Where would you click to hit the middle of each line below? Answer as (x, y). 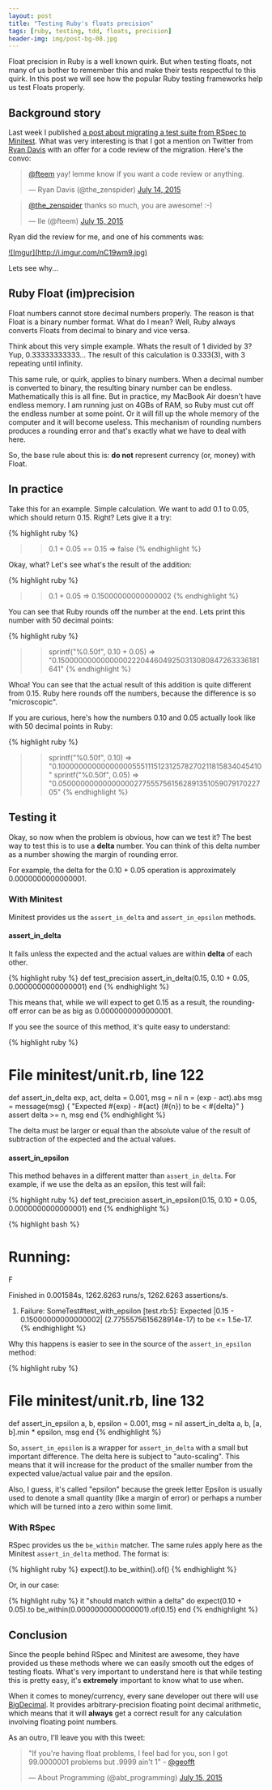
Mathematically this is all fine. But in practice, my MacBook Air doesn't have (135, 396)
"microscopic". (33, 701)
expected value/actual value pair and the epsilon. (90, 1474)
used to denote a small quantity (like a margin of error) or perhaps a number (135, 1498)
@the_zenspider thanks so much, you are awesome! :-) (120, 206)
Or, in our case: (34, 1585)
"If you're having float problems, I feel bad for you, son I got (128, 1754)
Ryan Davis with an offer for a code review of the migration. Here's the (126, 150)
